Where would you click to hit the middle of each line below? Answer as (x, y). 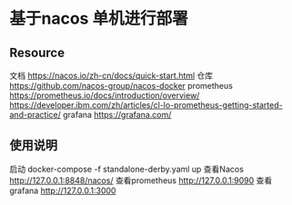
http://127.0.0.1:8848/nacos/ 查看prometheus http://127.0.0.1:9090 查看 (141, 180)
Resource (37, 52)
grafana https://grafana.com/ (117, 115)
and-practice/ (35, 115)
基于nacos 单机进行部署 (99, 19)
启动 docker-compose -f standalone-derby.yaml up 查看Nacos (126, 169)
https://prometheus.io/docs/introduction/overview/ (105, 95)
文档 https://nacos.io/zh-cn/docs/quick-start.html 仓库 (111, 75)
